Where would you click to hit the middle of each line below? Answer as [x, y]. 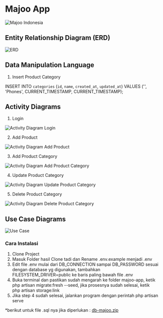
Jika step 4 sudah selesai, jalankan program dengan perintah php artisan [85, 296]
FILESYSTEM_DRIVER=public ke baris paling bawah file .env [72, 275]
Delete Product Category [37, 194]
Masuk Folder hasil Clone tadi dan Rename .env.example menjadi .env [82, 259]
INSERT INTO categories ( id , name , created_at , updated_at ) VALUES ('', [76, 86]
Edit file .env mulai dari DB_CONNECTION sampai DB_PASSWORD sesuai [85, 264]
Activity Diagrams [33, 107]
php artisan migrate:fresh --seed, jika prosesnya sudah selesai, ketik [81, 285]
